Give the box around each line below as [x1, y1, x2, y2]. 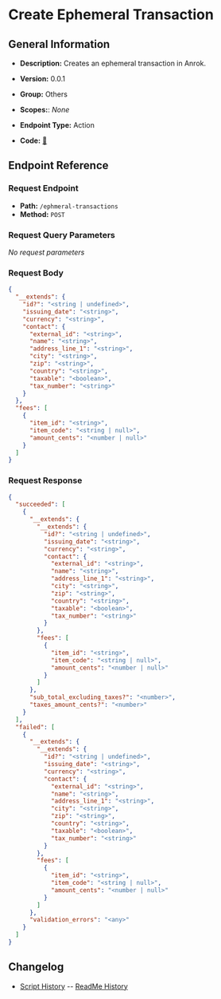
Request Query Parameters [8, 229, 115, 240]
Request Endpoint [8, 183, 79, 194]
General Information [8, 38, 111, 51]
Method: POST [19, 209, 65, 219]
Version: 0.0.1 [19, 74, 66, 83]
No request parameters [8, 247, 85, 257]
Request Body [8, 267, 64, 278]
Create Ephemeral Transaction [8, 6, 215, 24]
